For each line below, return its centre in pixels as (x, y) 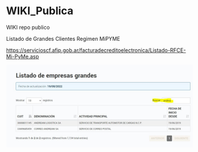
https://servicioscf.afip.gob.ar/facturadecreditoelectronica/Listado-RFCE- (96, 50)
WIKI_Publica (40, 11)
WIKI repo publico (28, 27)
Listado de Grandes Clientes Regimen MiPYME (63, 38)
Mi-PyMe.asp (23, 56)
